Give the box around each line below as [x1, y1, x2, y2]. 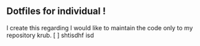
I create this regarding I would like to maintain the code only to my [6, 23, 193, 32]
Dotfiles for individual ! [6, 5, 106, 17]
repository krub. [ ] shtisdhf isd [6, 31, 94, 39]
